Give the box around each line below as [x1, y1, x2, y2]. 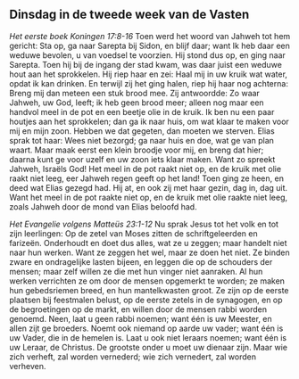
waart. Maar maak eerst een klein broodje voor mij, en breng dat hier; [9, 144, 264, 155]
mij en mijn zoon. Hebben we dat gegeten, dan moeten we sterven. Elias [9, 125, 275, 136]
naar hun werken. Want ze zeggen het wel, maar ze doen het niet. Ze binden [9, 247, 290, 258]
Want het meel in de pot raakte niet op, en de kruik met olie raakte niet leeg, [9, 192, 288, 202]
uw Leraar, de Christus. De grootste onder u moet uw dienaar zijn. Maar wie [9, 342, 288, 352]
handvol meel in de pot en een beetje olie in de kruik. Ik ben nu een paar [9, 106, 275, 117]
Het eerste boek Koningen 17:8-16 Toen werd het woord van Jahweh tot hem [9, 30, 291, 41]
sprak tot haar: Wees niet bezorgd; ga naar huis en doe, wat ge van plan [9, 135, 275, 145]
